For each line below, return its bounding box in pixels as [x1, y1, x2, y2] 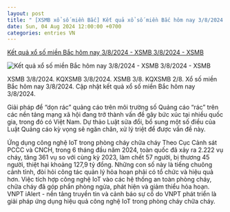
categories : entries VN [7, 29, 76, 37]
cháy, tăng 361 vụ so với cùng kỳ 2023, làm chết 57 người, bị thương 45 [7, 153, 210, 162]
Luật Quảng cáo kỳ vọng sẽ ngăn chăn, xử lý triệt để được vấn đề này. [7, 125, 206, 133]
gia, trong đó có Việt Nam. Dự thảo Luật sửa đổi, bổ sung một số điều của [7, 118, 216, 126]
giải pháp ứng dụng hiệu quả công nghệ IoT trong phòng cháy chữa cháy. [7, 197, 216, 206]
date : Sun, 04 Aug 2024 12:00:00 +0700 [7, 23, 122, 30]
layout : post [7, 10, 45, 17]
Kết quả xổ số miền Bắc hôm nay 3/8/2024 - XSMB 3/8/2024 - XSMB [7, 48, 205, 57]
